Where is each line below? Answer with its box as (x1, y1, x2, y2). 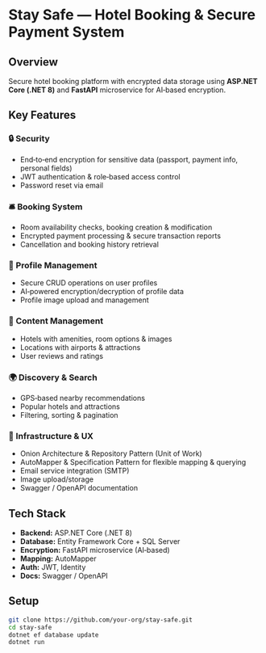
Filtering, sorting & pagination (19, 410, 118, 419)
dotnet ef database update (8, 630, 99, 639)
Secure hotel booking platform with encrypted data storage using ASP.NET (8, 77, 258, 86)
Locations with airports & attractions (19, 342, 141, 352)
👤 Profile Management (8, 259, 98, 271)
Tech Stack (8, 507, 66, 520)
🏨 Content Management (8, 315, 103, 326)
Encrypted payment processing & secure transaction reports (19, 230, 222, 240)
